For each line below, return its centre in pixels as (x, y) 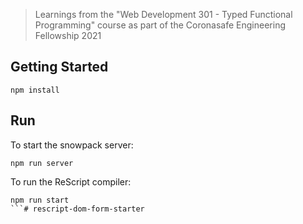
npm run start (40, 200)
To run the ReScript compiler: (71, 181)
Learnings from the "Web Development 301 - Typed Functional (163, 14)
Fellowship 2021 (68, 35)
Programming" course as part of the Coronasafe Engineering (160, 25)
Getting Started (59, 67)
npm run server (42, 163)
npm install (35, 90)
